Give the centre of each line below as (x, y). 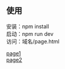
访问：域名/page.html (33, 41)
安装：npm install (28, 26)
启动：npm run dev (30, 34)
